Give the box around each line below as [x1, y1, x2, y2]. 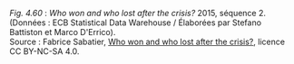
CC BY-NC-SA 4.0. [9, 46, 80, 57]
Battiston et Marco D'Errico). [9, 27, 116, 37]
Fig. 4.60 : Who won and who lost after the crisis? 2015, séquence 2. [9, 8, 266, 18]
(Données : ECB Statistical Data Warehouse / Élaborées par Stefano [9, 17, 261, 28]
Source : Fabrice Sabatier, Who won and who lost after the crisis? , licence [9, 36, 286, 47]
